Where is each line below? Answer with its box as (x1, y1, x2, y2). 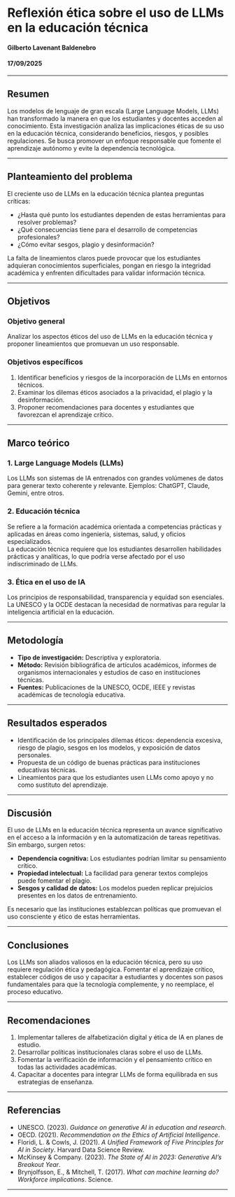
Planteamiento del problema (7, 171, 133, 183)
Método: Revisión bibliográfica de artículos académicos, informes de (17, 660, 217, 669)
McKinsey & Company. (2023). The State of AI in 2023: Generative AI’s (17, 1153, 222, 1161)
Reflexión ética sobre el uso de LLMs (7, 5, 225, 21)
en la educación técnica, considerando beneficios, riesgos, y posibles (7, 129, 208, 137)
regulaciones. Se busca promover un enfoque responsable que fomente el (7, 136, 222, 145)
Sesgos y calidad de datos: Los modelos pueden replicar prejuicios (17, 884, 213, 892)
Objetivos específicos (7, 357, 84, 367)
